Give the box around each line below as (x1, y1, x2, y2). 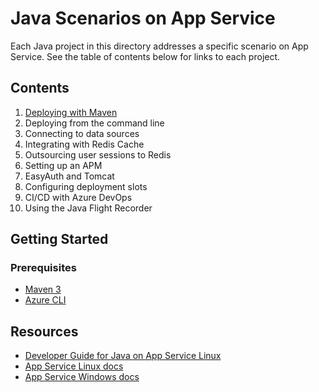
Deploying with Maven (24, 106, 118, 118)
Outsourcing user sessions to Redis (24, 148, 172, 161)
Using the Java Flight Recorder (24, 202, 153, 214)
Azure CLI (24, 294, 67, 306)
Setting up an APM (24, 159, 103, 171)
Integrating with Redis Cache (24, 138, 145, 150)
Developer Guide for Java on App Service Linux (24, 350, 222, 362)
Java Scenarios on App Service (10, 7, 276, 30)
